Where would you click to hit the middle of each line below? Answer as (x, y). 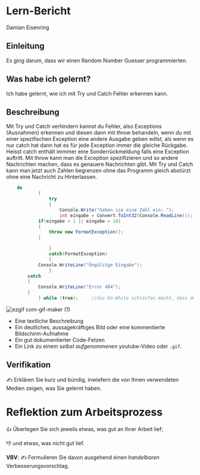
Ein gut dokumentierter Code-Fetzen (60, 339)
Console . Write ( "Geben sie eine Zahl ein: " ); (117, 210)
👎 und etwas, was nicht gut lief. (45, 443)
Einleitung (25, 46)
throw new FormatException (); (86, 232)
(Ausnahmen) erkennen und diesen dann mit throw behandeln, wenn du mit (99, 133)
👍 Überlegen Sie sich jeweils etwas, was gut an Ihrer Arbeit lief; (85, 429)
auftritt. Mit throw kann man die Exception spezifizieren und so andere (92, 158)
